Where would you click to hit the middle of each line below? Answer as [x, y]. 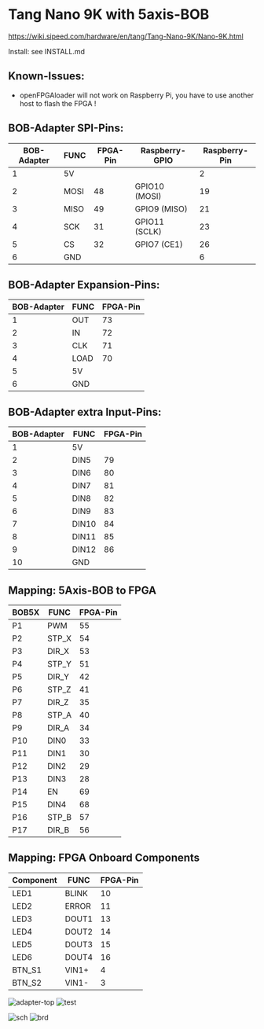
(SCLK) [148, 231]
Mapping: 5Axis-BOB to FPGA [82, 590]
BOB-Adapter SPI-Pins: [66, 129]
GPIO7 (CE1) [159, 244]
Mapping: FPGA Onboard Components [104, 858]
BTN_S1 [27, 970]
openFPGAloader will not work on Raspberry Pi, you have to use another [136, 95]
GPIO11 [150, 222]
